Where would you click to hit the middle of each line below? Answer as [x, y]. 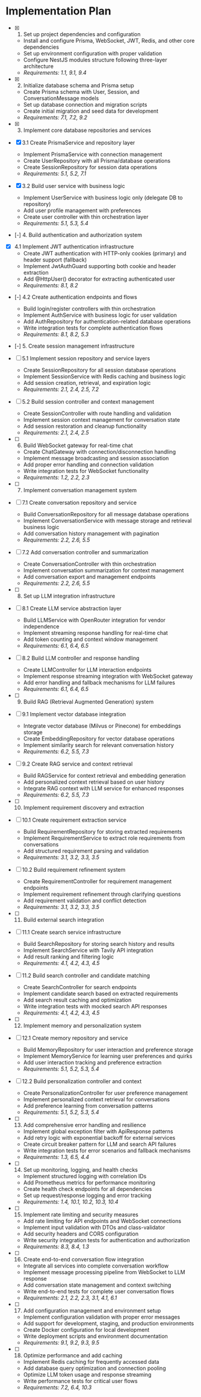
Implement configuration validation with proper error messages [102, 1317]
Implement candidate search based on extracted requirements [100, 993]
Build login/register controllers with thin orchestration [89, 309]
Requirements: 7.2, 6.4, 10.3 [57, 1387]
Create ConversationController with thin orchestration [90, 564]
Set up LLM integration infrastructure [69, 596]
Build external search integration [64, 920]
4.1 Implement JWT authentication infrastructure [74, 246]
